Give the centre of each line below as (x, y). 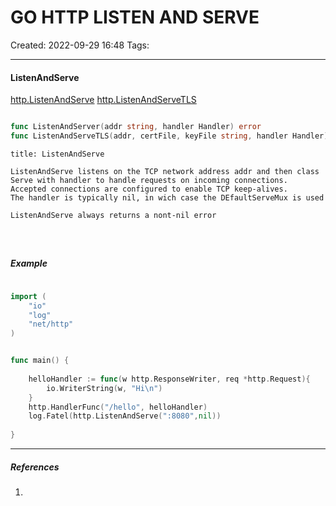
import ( (28, 296)
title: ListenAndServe (57, 154)
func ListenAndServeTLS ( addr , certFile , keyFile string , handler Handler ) (169, 136)
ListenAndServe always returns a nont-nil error (113, 215)
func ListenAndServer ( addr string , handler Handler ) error (136, 127)
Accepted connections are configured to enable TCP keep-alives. (149, 189)
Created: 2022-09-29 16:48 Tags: (80, 45)
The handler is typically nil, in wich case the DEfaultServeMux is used (167, 197)
